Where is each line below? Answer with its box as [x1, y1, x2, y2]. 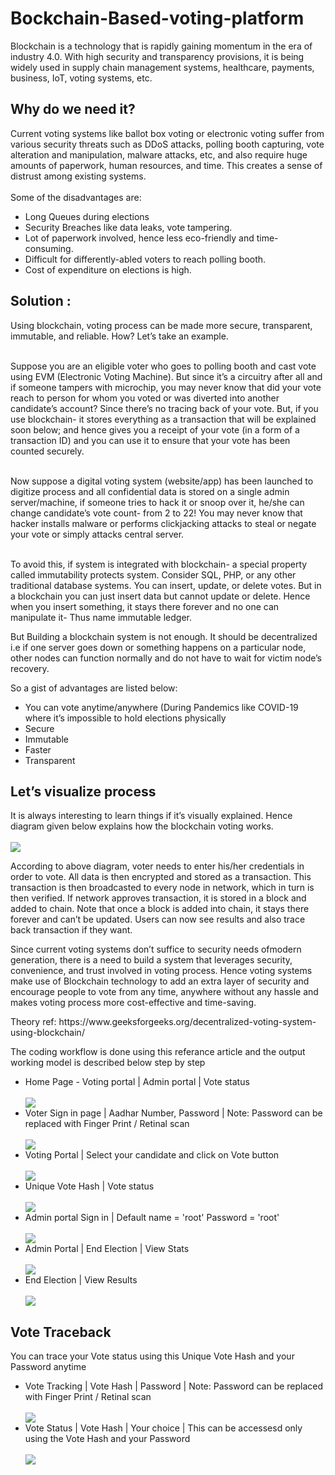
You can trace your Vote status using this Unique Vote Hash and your [10, 1350, 295, 1362]
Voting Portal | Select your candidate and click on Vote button [24, 1149, 280, 1161]
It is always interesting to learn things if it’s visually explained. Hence [10, 810, 293, 822]
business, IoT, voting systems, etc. [10, 72, 153, 84]
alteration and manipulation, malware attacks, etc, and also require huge [10, 148, 308, 161]
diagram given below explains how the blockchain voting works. [10, 820, 274, 832]
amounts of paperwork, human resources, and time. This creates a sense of [10, 159, 323, 171]
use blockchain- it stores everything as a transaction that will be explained [10, 413, 317, 425]
